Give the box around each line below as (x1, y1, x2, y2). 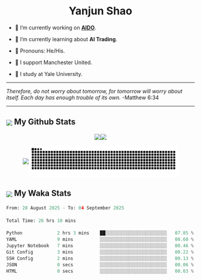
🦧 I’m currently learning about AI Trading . (14, 35, 118, 42)
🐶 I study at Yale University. (14, 70, 83, 77)
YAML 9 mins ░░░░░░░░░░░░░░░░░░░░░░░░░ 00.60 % (6, 236, 194, 243)
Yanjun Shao (68, 4, 133, 18)
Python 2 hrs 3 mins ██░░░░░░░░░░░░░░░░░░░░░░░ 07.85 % (6, 230, 194, 236)
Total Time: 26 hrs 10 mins (6, 217, 77, 224)
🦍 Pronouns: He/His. (14, 47, 65, 54)
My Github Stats (14, 117, 76, 127)
